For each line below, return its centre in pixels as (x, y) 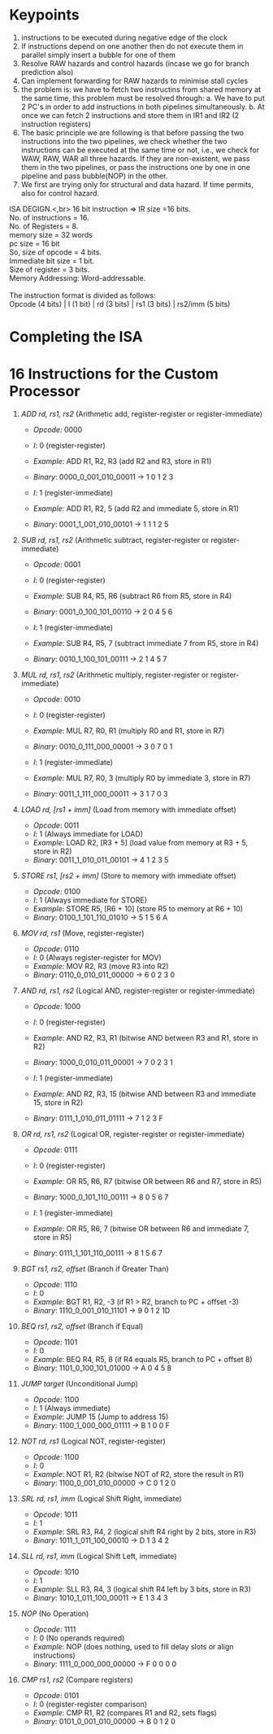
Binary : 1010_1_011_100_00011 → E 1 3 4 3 (100, 1598)
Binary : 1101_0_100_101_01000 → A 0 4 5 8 (102, 1368)
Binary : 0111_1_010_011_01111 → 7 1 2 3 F (98, 1118)
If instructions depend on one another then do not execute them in (132, 46)
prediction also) (47, 72)
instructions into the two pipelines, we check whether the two (124, 141)
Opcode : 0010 (57, 699)
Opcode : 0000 (58, 430)
